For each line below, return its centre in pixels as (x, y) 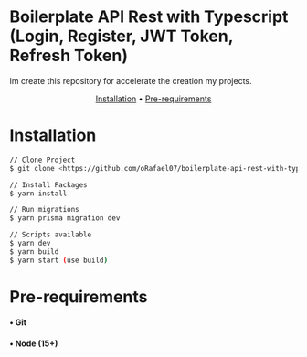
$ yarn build (34, 252)
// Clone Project (42, 160)
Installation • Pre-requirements (153, 99)
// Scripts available (51, 235)
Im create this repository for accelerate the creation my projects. (131, 80)
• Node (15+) (34, 343)
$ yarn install (38, 194)
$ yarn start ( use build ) (58, 260)
